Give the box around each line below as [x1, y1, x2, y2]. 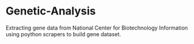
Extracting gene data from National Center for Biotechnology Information [5, 24, 188, 31]
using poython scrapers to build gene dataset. [5, 30, 122, 37]
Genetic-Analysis [5, 4, 96, 18]
